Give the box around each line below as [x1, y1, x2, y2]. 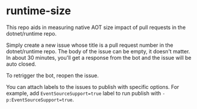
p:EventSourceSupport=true [6, 97, 73, 103]
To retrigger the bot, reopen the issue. [6, 72, 99, 79]
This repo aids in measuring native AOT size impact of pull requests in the [6, 24, 186, 31]
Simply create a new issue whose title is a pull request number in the [6, 41, 173, 49]
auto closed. [6, 60, 37, 68]
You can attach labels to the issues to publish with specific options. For [6, 83, 179, 90]
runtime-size [6, 4, 71, 18]
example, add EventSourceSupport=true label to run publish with [6, 89, 162, 97]
